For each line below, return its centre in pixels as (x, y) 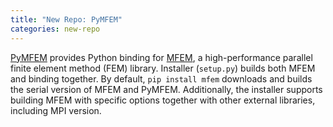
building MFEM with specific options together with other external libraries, (163, 100)
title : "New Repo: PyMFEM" (66, 19)
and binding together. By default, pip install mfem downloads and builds (161, 78)
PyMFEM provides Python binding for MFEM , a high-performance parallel (161, 57)
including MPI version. (56, 110)
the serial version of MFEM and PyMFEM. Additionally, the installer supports (166, 89)
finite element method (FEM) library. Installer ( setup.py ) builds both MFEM (163, 68)
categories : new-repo (55, 29)
